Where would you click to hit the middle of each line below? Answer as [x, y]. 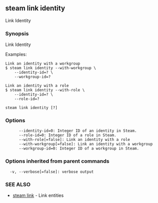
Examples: [16, 55]
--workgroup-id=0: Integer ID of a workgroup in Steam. [79, 148]
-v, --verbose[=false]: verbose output [52, 172]
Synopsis [17, 33]
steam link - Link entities [38, 195]
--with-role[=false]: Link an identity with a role [74, 140]
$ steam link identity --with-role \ [45, 90]
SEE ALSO [18, 184]
